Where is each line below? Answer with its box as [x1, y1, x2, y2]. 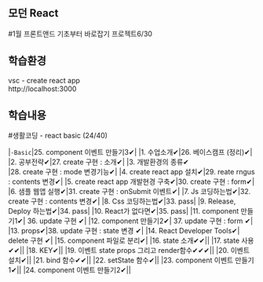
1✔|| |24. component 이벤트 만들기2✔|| [8, 266, 131, 275]
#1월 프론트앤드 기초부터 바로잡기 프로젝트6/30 [8, 29, 153, 38]
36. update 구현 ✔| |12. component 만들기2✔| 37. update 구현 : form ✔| [27, 216, 254, 225]
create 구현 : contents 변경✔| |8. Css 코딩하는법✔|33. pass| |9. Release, [8, 196, 236, 206]
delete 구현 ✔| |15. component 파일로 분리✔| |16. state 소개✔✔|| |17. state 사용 [8, 236, 254, 245]
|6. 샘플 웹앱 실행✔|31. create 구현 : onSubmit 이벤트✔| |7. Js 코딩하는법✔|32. [8, 187, 251, 196]
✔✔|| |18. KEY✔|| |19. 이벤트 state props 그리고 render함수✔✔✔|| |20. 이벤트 [8, 246, 250, 255]
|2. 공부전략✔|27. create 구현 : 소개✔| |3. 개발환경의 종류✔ [8, 157, 190, 167]
